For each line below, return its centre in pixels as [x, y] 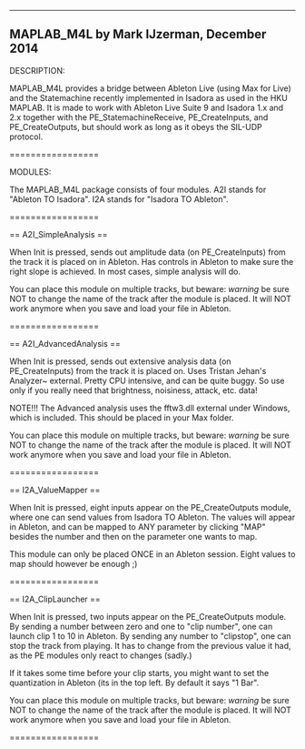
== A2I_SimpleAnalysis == [59, 234]
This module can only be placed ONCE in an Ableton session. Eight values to [152, 554]
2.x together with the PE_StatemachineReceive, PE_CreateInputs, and [139, 117]
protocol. [26, 137]
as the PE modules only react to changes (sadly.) [101, 655]
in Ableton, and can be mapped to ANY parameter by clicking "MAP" [138, 526]
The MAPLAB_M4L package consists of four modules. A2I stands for [138, 189]
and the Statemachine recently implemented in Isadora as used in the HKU [148, 97]
